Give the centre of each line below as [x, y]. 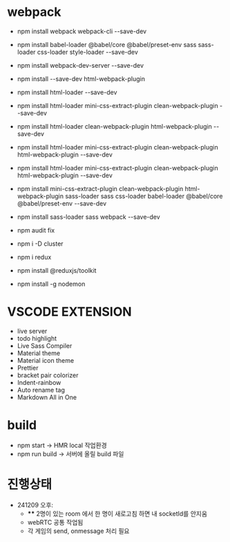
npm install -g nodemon [51, 284]
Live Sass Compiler [45, 345]
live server [32, 331]
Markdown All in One [47, 397]
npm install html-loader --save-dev [67, 92]
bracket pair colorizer [48, 375]
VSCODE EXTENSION [70, 312]
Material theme [39, 353]
